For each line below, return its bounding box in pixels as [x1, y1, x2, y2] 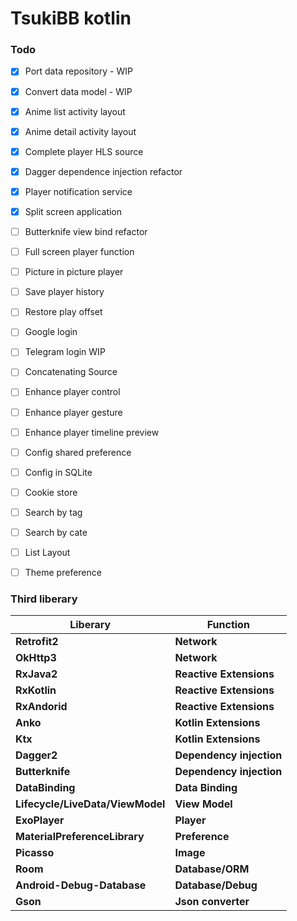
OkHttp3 [15, 651, 57, 665]
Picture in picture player [24, 266, 124, 278]
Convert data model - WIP [24, 85, 133, 97]
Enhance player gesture [24, 406, 123, 418]
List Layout [24, 546, 71, 558]
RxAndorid [15, 700, 68, 714]
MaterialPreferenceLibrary [15, 830, 145, 844]
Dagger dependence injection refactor [24, 165, 183, 177]
